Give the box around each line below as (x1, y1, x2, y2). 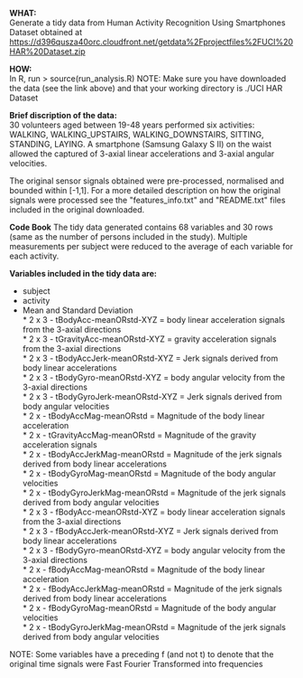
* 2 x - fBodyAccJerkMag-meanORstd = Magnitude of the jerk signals (22, 583, 282, 594)
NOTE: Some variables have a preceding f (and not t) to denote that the (9, 649, 274, 659)
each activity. (9, 250, 60, 261)
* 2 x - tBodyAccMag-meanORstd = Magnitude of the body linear (22, 410, 265, 421)
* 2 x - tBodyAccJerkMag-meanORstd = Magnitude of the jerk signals (22, 449, 282, 459)
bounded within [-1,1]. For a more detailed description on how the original (9, 185, 281, 195)
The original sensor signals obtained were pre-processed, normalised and (9, 175, 285, 186)
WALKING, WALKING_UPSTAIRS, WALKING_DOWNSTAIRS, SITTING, (9, 129, 264, 139)
